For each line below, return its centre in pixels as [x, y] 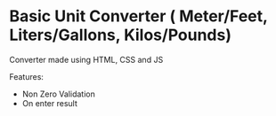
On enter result [50, 103]
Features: [27, 76]
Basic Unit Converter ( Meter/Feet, [138, 16]
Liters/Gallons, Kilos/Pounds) [120, 35]
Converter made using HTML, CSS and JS [86, 59]
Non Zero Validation [58, 94]
